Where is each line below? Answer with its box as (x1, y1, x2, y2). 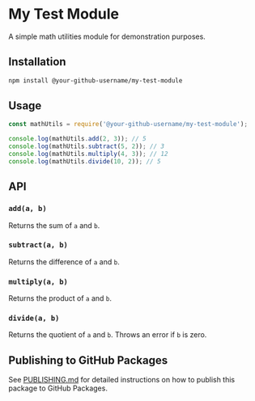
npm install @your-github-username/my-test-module (8, 76, 183, 85)
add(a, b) (8, 204, 47, 213)
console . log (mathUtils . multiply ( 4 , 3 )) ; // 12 (8, 150, 168, 158)
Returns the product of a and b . (8, 293, 112, 303)
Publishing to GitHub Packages (8, 353, 168, 367)
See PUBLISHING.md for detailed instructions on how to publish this (8, 375, 236, 385)
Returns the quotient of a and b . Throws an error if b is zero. (8, 330, 207, 340)
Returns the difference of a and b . (8, 256, 120, 267)
